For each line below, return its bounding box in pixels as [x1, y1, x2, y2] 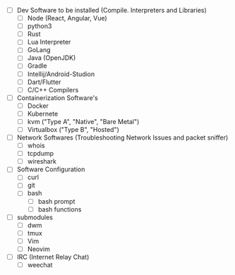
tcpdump [27, 149, 54, 158]
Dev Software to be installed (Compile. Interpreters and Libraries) [16, 6, 207, 14]
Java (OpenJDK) [27, 54, 76, 62]
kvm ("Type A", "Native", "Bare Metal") [27, 117, 140, 126]
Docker [27, 102, 49, 110]
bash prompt [37, 197, 76, 205]
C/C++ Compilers [27, 85, 79, 94]
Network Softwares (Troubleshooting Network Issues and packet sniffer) [16, 133, 229, 142]
